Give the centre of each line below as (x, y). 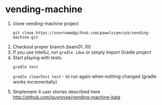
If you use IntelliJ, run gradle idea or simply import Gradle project (82, 52)
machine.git (25, 37)
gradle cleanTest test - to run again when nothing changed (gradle (85, 76)
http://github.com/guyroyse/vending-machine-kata (66, 97)
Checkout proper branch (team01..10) (52, 46)
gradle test (25, 67)
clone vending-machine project (46, 23)
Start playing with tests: (38, 58)
